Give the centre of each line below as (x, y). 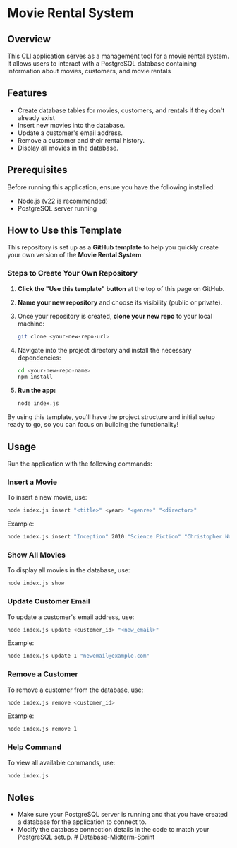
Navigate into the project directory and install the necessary (104, 350)
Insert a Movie (32, 482)
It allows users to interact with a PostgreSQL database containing (102, 64)
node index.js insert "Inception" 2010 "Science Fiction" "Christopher (115, 537)
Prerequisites (37, 170)
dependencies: (39, 358)
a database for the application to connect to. (82, 822)
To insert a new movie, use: (47, 497)
